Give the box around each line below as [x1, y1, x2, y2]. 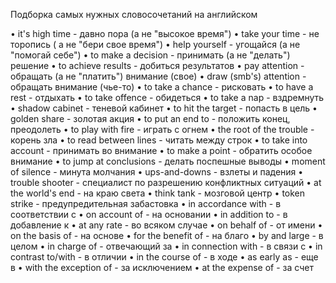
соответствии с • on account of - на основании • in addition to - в [10, 209, 288, 220]
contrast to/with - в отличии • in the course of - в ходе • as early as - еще [10, 251, 319, 263]
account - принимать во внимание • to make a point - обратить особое [10, 145, 313, 156]
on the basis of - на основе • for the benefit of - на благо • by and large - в [10, 230, 324, 241]
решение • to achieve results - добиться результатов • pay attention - [10, 60, 305, 71]
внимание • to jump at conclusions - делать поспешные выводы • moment [10, 155, 326, 167]
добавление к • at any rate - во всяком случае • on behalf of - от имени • [10, 219, 323, 231]
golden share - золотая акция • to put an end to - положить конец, [10, 113, 291, 124]
